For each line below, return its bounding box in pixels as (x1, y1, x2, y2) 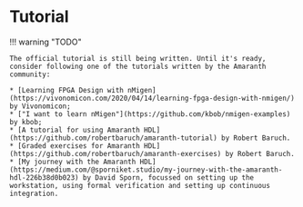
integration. (9, 189, 59, 198)
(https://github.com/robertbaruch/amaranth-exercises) (9, 149, 222, 158)
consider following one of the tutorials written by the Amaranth (9, 62, 267, 71)
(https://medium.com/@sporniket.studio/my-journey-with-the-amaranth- (9, 165, 283, 174)
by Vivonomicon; (9, 102, 71, 111)
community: (9, 70, 51, 79)
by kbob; (9, 117, 43, 126)
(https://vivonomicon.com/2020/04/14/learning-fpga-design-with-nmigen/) (9, 94, 296, 103)
